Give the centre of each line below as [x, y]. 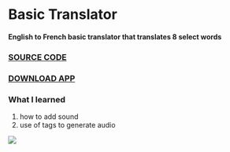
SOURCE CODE [37, 57]
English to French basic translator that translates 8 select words [115, 36]
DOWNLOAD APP [42, 78]
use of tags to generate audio [67, 124]
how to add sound [49, 117]
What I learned [37, 99]
